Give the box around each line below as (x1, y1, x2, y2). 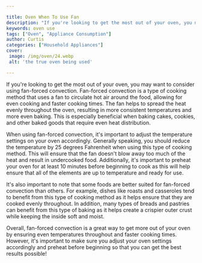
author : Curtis (6, 37, 44, 43)
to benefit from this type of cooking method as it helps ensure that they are (6, 193, 192, 200)
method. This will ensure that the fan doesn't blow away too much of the (6, 150, 186, 157)
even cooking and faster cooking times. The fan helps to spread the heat (6, 100, 186, 107)
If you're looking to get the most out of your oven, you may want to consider (6, 81, 195, 88)
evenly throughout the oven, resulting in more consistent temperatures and (6, 106, 192, 113)
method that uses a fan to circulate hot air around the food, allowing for (6, 93, 183, 101)
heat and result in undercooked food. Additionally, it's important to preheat (6, 156, 191, 163)
